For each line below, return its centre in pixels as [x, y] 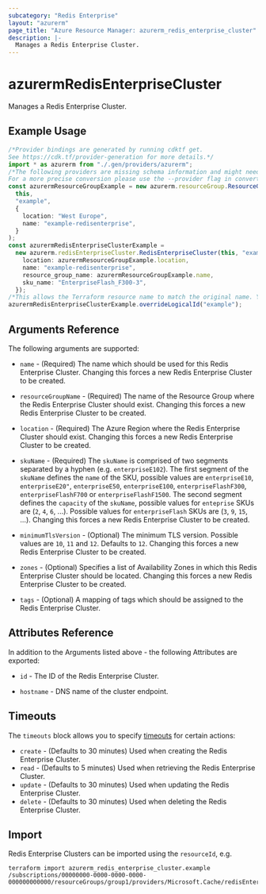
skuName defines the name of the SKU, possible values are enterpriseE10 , [137, 477]
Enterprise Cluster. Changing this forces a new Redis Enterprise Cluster [136, 372]
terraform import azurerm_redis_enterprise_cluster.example [110, 869]
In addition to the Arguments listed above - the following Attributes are [123, 652]
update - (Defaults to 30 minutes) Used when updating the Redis [124, 784]
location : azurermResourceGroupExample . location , [106, 260]
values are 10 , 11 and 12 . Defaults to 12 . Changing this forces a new [129, 543]
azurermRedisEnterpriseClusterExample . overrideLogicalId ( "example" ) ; [125, 305]
